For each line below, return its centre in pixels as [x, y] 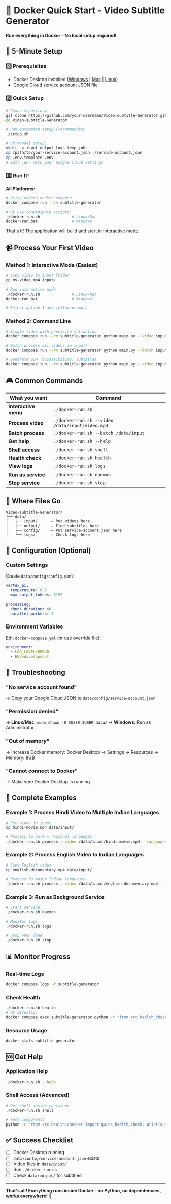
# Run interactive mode [31, 289]
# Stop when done [24, 935]
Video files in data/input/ [40, 1164]
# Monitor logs [22, 921]
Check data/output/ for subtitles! [48, 1175]
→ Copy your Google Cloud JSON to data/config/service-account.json [81, 698]
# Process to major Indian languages [46, 879]
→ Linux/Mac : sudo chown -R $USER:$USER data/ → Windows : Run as [78, 722]
